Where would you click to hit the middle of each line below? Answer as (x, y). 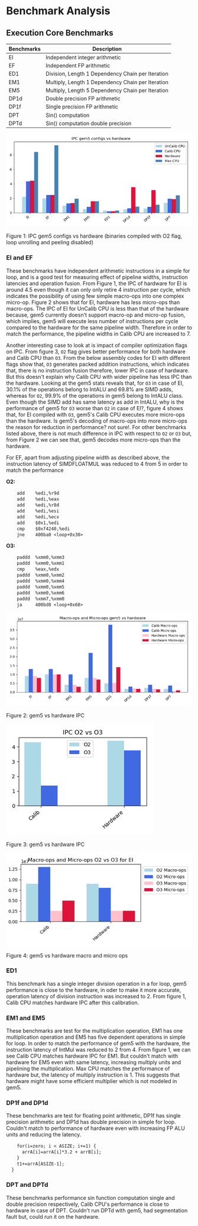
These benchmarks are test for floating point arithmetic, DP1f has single (94, 1116)
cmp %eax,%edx (38, 569)
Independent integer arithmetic (83, 57)
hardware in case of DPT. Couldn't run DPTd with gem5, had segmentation (97, 1210)
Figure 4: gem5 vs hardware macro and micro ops (67, 955)
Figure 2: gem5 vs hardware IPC (45, 715)
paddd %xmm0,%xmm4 (41, 581)
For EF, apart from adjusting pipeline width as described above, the (88, 457)
